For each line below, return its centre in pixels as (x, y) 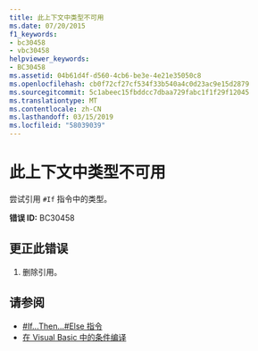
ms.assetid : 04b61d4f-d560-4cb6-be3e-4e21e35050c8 (105, 76)
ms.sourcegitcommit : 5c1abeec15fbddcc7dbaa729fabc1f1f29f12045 (129, 92)
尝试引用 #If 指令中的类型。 (61, 198)
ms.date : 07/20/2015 (48, 26)
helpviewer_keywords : (50, 59)
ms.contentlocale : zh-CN (55, 109)
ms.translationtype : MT (54, 100)
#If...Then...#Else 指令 (62, 326)
